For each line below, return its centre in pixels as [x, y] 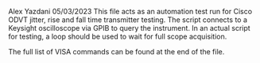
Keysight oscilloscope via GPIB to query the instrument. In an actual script [129, 28]
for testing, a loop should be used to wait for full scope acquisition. [118, 36]
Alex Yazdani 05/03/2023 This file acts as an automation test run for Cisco [130, 11]
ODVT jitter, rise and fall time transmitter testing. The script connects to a [128, 20]
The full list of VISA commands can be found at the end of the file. [116, 52]
